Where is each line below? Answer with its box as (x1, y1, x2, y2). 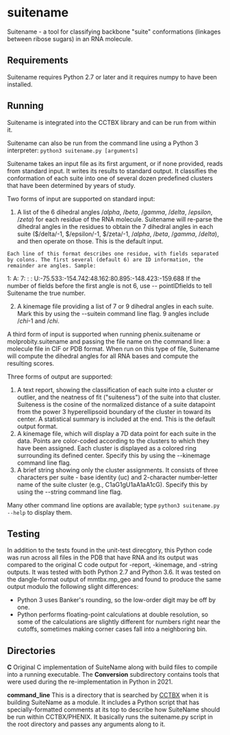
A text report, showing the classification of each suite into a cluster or (16, 385, 214, 394)
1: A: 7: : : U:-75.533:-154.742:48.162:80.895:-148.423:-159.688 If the (7, 274, 201, 282)
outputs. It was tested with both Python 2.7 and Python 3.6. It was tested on (7, 568, 221, 577)
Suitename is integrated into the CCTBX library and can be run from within (7, 118, 217, 126)
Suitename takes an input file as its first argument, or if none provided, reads (7, 159, 223, 167)
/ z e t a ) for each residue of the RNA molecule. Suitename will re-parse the (16, 215, 223, 224)
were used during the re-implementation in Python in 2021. (7, 677, 173, 686)
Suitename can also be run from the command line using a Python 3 (7, 138, 199, 147)
